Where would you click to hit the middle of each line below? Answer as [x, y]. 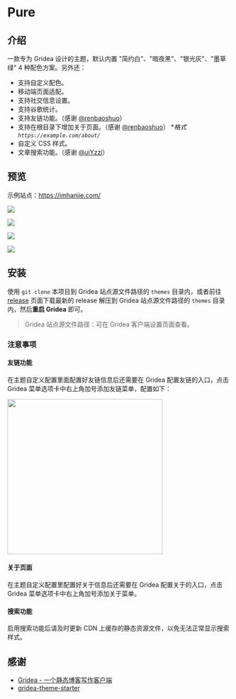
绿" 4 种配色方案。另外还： [47, 67]
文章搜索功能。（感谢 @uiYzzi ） [63, 152]
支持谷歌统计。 [39, 109]
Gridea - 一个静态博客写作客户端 [65, 680]
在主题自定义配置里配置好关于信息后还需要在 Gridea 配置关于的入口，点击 [115, 584]
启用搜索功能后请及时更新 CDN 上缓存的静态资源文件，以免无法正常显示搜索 [118, 628]
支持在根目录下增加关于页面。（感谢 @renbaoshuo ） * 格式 [102, 127]
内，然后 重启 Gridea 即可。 [47, 309]
